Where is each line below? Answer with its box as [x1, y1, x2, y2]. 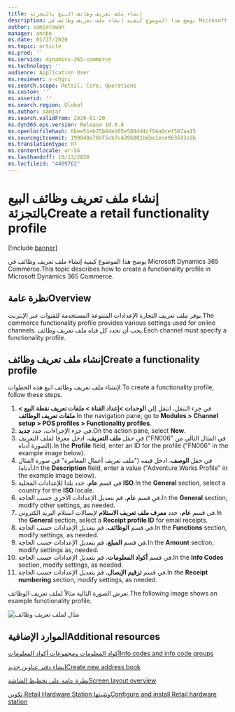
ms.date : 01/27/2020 [8, 36, 69, 43]
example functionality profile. [8, 597, 92, 605]
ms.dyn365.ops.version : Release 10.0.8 [8, 121, 124, 128]
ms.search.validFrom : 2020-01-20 [8, 114, 106, 121]
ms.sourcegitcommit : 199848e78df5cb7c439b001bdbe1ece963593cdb [8, 134, 197, 141]
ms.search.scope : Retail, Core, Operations [8, 82, 137, 89]
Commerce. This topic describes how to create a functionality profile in [8, 264, 211, 273]
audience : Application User [8, 69, 90, 76]
